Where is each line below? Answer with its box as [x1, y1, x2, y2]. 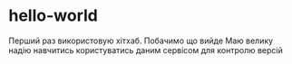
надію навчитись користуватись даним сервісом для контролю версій [8, 44, 283, 55]
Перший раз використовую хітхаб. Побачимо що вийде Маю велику [8, 35, 274, 46]
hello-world [8, 5, 99, 26]
